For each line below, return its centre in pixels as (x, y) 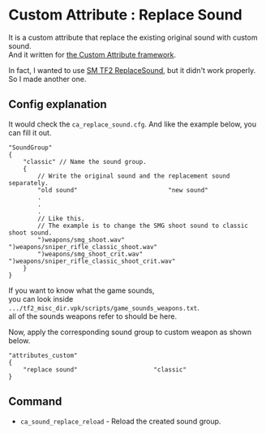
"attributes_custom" (43, 355)
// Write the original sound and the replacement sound (134, 176)
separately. (28, 183)
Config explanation (58, 104)
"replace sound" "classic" (105, 370)
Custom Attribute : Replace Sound (126, 15)
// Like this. (61, 218)
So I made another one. (47, 79)
